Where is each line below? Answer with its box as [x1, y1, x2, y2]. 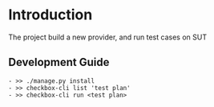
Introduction [8, 6, 93, 24]
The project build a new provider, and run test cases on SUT [8, 32, 207, 42]
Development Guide [8, 56, 110, 69]
